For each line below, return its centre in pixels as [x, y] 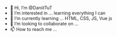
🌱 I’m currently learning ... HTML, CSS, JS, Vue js [61, 18]
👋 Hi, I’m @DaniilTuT [31, 8]
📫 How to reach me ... [33, 29]
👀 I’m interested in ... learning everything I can [58, 13]
